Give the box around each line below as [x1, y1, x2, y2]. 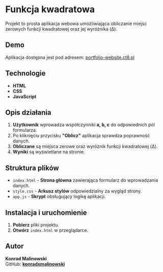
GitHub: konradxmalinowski [5, 261, 65, 267]
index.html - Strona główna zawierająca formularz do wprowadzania [12, 177, 158, 183]
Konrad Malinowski [5, 255, 47, 261]
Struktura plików [5, 163, 60, 172]
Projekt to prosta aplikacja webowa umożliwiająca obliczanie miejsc [5, 20, 147, 27]
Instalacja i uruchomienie [5, 208, 88, 217]
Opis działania [5, 108, 51, 117]
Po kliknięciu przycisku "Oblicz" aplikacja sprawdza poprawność [12, 133, 150, 139]
